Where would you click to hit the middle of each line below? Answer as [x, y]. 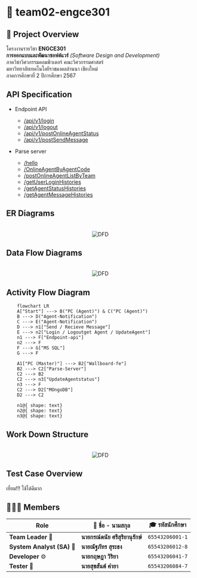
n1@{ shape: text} [40, 406]
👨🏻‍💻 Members [33, 507]
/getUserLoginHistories [53, 182]
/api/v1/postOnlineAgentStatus [61, 133]
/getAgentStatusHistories [55, 188]
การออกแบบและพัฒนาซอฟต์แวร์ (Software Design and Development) [83, 55]
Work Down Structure [47, 434]
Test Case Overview [44, 474]
